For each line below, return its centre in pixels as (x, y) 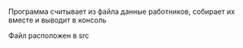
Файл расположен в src (49, 36)
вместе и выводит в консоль (57, 20)
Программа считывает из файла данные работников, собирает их (121, 12)
